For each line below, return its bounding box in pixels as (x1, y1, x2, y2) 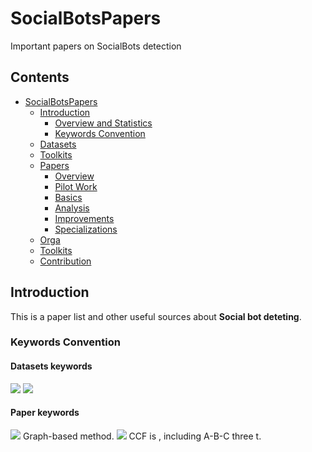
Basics (54, 191, 83, 203)
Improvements (54, 212, 115, 224)
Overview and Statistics (54, 117, 153, 129)
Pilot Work (54, 180, 98, 192)
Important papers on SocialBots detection (10, 40, 182, 52)
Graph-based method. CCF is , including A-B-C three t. (22, 430, 262, 442)
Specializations (54, 223, 118, 235)
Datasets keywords (10, 360, 93, 372)
